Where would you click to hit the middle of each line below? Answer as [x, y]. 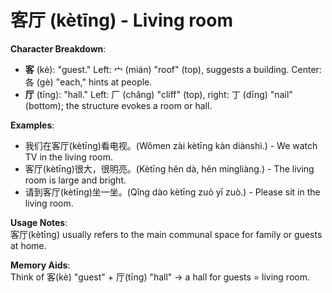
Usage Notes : [39, 222]
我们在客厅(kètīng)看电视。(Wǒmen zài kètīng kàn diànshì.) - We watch [171, 145]
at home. [28, 245]
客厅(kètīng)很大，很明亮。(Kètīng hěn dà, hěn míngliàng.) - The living [169, 168]
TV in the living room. [68, 157]
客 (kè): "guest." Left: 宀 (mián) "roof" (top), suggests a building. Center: [173, 69]
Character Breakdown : [58, 48]
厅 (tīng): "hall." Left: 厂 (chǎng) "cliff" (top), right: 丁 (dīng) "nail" [158, 94]
